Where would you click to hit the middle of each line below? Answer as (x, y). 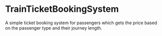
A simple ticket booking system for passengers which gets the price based (81, 23)
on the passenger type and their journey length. (54, 28)
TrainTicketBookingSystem (62, 9)
